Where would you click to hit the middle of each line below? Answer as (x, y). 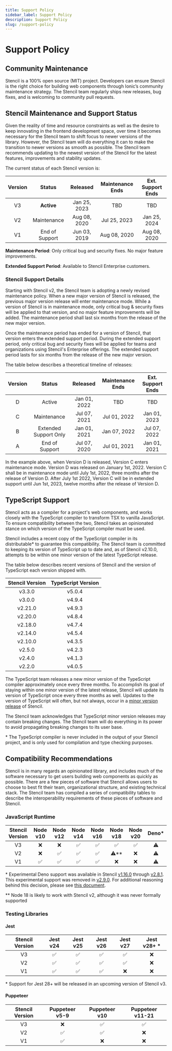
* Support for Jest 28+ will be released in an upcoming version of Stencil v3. (86, 984)
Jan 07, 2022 (118, 432)
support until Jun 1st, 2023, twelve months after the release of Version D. (82, 484)
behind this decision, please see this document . (56, 885)
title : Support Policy (29, 10)
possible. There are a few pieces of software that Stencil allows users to (81, 782)
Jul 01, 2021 (118, 446)
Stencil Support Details (35, 279)
